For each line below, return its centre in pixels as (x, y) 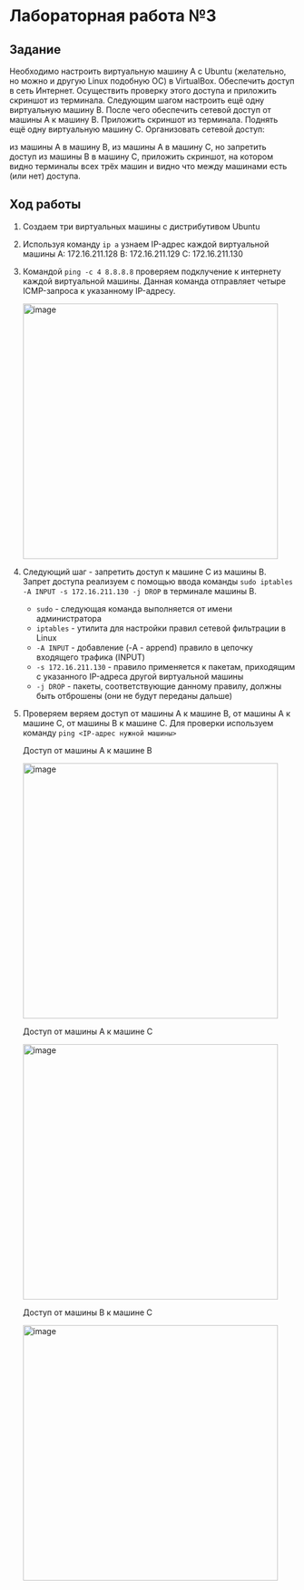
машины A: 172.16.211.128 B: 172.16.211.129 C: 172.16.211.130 (132, 253)
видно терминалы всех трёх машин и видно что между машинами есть (148, 166)
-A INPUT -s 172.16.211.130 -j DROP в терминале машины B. (139, 591)
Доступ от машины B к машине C (87, 1312)
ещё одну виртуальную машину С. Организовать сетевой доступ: (137, 129)
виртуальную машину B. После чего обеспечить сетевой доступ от (141, 110)
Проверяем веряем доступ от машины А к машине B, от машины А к (157, 713)
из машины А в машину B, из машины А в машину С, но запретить (138, 147)
